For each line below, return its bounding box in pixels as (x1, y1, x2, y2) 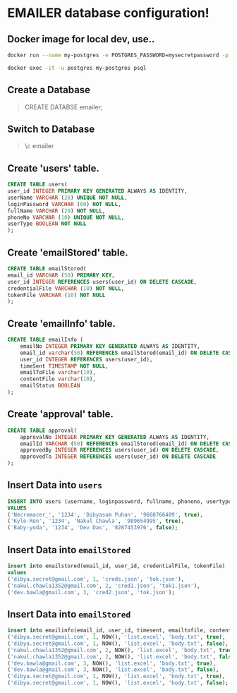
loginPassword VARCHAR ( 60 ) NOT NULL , (7, 200, 121, 207)
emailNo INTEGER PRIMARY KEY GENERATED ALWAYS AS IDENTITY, (20, 342, 200, 350)
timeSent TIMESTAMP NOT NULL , (20, 362, 109, 370)
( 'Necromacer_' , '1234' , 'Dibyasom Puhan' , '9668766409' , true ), (7, 511, 203, 518)
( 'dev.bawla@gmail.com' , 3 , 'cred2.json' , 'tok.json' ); (7, 589, 175, 596)
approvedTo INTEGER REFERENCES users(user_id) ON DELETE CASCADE (20, 453, 217, 460)
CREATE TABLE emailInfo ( (7, 337, 83, 344)
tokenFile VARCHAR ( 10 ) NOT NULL (7, 291, 106, 299)
